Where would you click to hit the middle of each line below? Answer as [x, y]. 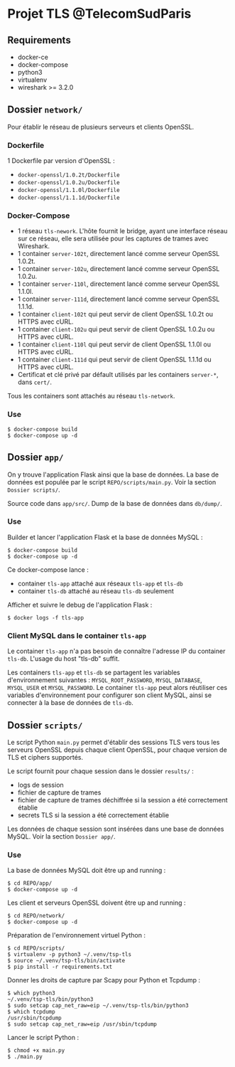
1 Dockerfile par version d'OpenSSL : [61, 161]
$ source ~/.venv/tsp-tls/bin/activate [66, 961]
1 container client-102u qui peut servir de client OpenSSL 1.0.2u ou [116, 329]
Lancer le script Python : [43, 1038]
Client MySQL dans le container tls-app [77, 635]
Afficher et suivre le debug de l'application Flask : [80, 605]
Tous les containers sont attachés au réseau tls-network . [91, 396]
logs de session [40, 785]
